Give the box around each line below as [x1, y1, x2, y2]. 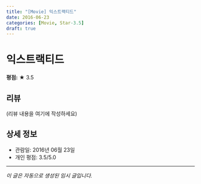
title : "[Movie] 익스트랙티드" [6, 8, 77, 15]
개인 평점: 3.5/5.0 [14, 154, 57, 161]
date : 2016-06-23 [6, 14, 50, 20]
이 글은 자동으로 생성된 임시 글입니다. [6, 171, 93, 179]
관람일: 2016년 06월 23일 [14, 146, 75, 153]
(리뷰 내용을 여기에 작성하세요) [6, 110, 78, 117]
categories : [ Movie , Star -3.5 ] [6, 20, 84, 26]
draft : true [6, 25, 36, 32]
